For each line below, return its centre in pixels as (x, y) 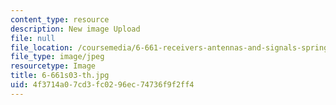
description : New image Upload (75, 29)
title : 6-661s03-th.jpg (60, 76)
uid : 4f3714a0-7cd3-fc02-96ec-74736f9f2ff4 (102, 85)
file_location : (42, 47)
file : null (33, 38)
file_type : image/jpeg (57, 57)
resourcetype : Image (53, 66)
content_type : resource (60, 19)
